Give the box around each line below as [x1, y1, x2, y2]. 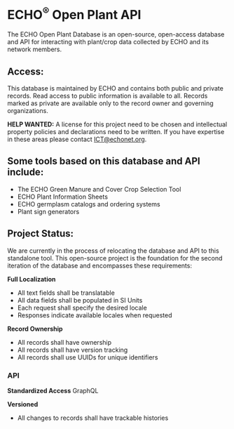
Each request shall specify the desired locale [17, 303, 147, 312]
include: [7, 166, 44, 178]
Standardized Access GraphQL [7, 387, 99, 395]
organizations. [7, 107, 49, 115]
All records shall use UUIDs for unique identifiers [17, 352, 158, 362]
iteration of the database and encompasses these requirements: [7, 261, 193, 270]
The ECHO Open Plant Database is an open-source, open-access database [7, 30, 225, 39]
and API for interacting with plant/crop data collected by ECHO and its [7, 38, 209, 46]
